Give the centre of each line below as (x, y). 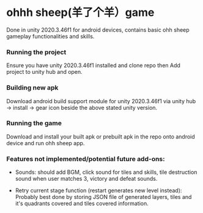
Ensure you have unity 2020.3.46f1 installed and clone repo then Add (93, 65)
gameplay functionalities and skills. (50, 36)
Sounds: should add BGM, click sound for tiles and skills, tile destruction (106, 172)
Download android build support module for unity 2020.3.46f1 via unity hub (101, 101)
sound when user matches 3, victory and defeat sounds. (86, 179)
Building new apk (32, 88)
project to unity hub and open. (44, 72)
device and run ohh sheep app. (46, 143)
